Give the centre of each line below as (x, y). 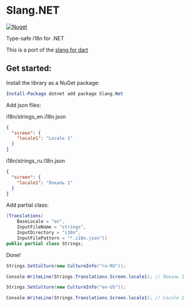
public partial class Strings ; (45, 243)
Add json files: (24, 105)
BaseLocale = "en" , (41, 221)
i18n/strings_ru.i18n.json (36, 161)
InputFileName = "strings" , (51, 227)
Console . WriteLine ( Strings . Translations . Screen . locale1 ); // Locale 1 (95, 298)
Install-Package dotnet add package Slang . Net (65, 94)
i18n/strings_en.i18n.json (36, 116)
